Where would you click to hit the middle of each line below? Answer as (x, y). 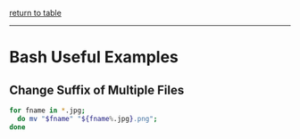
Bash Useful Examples (94, 57)
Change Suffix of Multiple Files (97, 90)
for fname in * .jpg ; (48, 110)
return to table (36, 13)
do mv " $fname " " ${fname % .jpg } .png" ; (87, 119)
